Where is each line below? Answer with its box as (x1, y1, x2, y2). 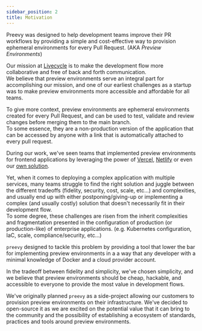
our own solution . (6, 162, 49, 169)
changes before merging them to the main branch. (6, 118, 131, 125)
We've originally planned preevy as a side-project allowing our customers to (6, 292, 195, 299)
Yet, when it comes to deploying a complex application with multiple (6, 174, 175, 181)
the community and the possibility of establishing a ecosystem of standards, (6, 311, 196, 318)
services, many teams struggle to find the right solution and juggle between (6, 180, 194, 188)
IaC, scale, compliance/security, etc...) (6, 232, 102, 239)
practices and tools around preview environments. (6, 318, 131, 325)
